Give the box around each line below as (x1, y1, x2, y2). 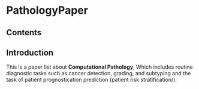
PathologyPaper (6, 4, 89, 17)
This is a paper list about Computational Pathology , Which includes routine (6, 63, 193, 70)
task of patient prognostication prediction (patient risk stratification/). (6, 76, 177, 84)
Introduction (6, 47, 54, 57)
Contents (6, 27, 42, 38)
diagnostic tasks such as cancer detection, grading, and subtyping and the (6, 70, 191, 77)
